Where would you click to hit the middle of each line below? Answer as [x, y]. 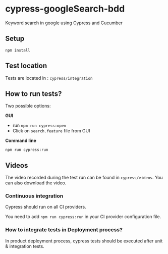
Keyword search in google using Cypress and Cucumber [64, 23]
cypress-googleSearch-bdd [65, 9]
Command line [21, 141]
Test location [26, 66]
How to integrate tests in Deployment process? [64, 230]
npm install [18, 50]
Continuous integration [34, 196]
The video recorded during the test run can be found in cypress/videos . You [84, 178]
